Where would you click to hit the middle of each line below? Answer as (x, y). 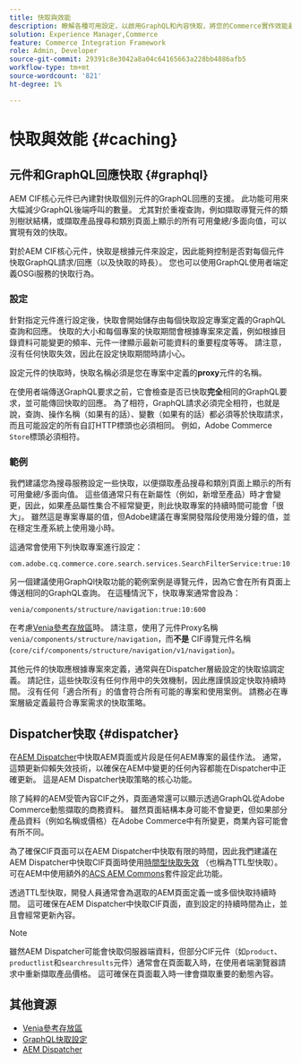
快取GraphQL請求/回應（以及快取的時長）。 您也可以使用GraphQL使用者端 (145, 262)
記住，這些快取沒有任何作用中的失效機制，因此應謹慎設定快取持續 (156, 680)
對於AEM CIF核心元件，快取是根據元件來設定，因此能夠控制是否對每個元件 (147, 251)
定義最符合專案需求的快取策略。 (91, 703)
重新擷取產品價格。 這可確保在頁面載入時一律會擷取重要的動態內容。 (151, 974)
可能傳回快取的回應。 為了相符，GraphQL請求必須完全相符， (145, 402)
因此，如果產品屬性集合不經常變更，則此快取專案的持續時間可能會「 (150, 506)
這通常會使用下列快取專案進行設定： (76, 547)
